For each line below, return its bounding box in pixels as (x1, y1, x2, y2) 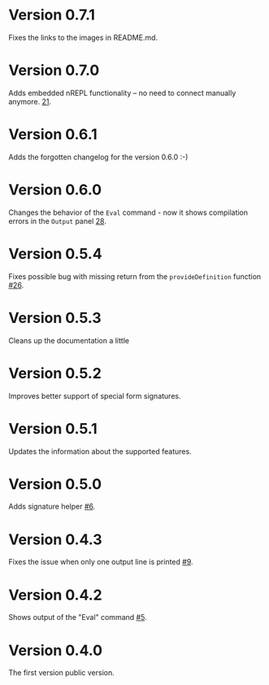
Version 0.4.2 (8, 586, 103, 604)
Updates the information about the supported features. (8, 446, 193, 456)
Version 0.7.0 (8, 61, 100, 80)
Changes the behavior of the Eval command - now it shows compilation (8, 207, 249, 217)
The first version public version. (8, 668, 115, 678)
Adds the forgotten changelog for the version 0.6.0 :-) (8, 152, 189, 162)
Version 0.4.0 (8, 641, 103, 660)
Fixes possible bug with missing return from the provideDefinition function (8, 271, 262, 281)
